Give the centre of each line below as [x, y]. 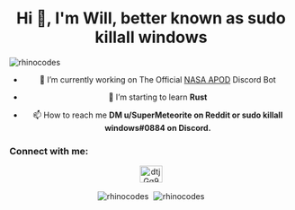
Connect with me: [49, 151]
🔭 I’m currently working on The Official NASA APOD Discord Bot [157, 79]
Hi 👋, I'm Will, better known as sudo [151, 18]
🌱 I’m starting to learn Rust [158, 97]
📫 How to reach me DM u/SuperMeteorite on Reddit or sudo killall [158, 115]
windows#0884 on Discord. [158, 127]
